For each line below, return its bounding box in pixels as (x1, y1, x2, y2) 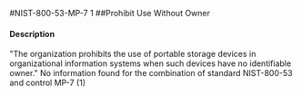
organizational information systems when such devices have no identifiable (9, 58, 292, 69)
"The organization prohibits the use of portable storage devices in (9, 49, 257, 60)
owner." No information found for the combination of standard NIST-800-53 (9, 68, 293, 79)
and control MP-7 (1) (9, 77, 86, 89)
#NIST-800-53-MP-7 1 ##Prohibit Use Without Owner (9, 8, 211, 18)
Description (9, 28, 55, 39)
